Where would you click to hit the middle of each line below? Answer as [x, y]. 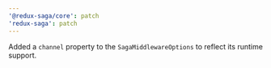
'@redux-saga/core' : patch [54, 16]
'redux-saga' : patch [43, 23]
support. [23, 55]
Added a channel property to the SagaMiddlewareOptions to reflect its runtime [135, 46]
